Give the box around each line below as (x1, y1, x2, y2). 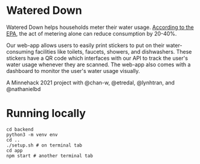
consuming (6, 48, 34, 55)
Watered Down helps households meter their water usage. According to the (6, 24, 195, 31)
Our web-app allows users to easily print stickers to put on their (6, 42, 165, 49)
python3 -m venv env (6, 131, 59, 137)
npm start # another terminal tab (6, 153, 94, 159)
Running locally (6, 107, 86, 121)
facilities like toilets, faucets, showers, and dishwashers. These (35, 48, 192, 55)
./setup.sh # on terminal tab (6, 142, 83, 148)
